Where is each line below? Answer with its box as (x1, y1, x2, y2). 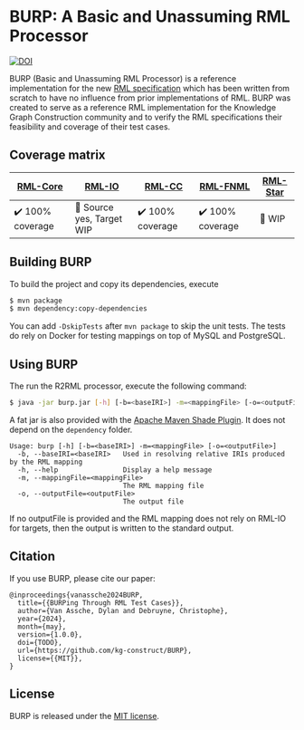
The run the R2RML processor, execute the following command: (9, 380, 247, 391)
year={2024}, (17, 614, 67, 623)
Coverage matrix (9, 148, 106, 163)
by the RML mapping (9, 457, 83, 466)
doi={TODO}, (17, 638, 63, 647)
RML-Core (16, 179, 63, 192)
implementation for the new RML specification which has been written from (9, 82, 290, 93)
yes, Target (74, 212, 123, 225)
